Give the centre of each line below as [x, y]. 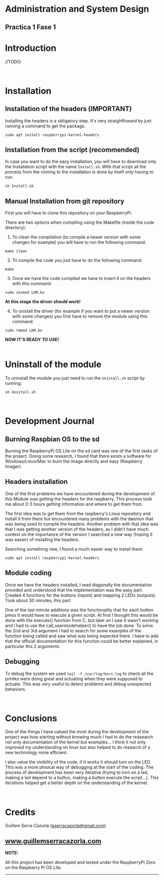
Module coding [29, 573]
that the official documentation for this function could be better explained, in [82, 641]
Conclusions [31, 718]
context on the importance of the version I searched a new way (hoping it [79, 534]
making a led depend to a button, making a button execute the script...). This [82, 778]
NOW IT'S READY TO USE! [32, 340]
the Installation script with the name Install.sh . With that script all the [76, 167]
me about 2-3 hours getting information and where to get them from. [74, 504]
